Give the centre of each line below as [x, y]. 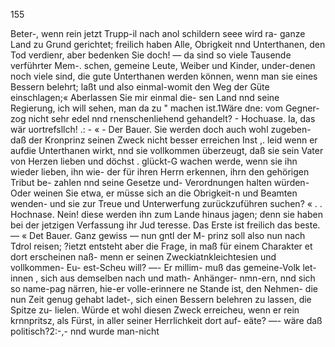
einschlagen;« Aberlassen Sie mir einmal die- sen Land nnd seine [145, 97]
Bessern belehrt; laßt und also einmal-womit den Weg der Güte [140, 87]
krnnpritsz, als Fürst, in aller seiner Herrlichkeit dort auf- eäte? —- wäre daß [166, 320]
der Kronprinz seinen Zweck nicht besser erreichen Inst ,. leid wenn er [173, 140]
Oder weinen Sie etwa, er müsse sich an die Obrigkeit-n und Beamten [154, 193]
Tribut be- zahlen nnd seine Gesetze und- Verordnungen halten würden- [160, 182]
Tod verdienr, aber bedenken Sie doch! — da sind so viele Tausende [151, 55]
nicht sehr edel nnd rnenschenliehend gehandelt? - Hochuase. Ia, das [172, 118]
